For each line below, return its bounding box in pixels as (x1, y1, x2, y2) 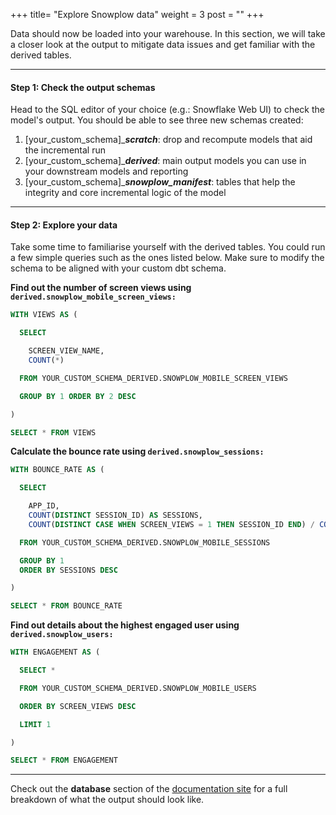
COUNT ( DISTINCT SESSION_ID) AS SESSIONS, (28, 510, 203, 521)
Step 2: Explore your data (10, 219, 118, 231)
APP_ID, (28, 501, 60, 511)
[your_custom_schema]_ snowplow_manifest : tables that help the (24, 176, 296, 188)
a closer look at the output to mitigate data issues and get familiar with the (10, 39, 316, 50)
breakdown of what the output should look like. (10, 794, 205, 806)
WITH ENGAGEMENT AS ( (10, 647, 101, 658)
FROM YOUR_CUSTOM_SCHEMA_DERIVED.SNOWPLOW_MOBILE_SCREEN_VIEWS (19, 373, 288, 383)
